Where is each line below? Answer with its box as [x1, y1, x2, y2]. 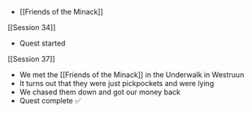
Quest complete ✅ [19, 96, 82, 105]
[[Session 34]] [7, 23, 56, 32]
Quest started [19, 38, 66, 48]
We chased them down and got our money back [19, 87, 180, 97]
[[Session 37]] [7, 54, 55, 63]
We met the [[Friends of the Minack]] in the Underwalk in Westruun [19, 70, 245, 80]
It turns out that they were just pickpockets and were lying [19, 79, 215, 88]
